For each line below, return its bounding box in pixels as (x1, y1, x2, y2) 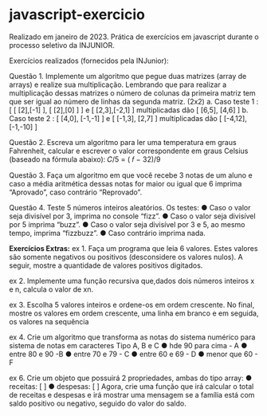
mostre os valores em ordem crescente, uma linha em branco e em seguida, (9, 308, 259, 318)
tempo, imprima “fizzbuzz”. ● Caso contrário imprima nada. (9, 228, 206, 237)
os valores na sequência (9, 316, 89, 326)
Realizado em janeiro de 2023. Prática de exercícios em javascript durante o (9, 32, 259, 41)
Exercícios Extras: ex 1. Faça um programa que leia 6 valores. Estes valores (9, 243, 258, 253)
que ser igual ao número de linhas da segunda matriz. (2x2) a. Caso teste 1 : (9, 96, 259, 106)
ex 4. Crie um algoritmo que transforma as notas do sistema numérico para (9, 332, 256, 342)
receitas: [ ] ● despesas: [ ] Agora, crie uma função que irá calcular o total (9, 381, 254, 391)
